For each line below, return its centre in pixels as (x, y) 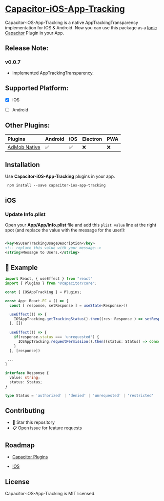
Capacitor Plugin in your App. (35, 33)
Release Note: (27, 48)
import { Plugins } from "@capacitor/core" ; (51, 283)
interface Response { (27, 373)
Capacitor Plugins (30, 457)
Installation (22, 165)
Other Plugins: (28, 125)
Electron (92, 139)
